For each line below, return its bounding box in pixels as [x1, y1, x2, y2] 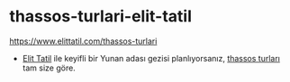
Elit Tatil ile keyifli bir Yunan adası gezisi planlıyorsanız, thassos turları [22, 53, 281, 63]
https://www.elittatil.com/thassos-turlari [9, 36, 158, 46]
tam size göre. [22, 62, 77, 73]
